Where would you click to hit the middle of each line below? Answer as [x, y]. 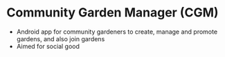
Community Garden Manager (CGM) [112, 13]
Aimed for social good [48, 46]
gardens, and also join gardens [61, 38]
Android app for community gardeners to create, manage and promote [117, 32]
